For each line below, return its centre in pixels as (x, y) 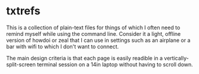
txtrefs (23, 11)
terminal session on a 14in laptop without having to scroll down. (115, 64)
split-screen (21, 64)
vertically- (177, 58)
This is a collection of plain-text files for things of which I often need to (93, 27)
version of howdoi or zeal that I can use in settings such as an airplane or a (98, 40)
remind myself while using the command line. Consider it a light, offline (94, 33)
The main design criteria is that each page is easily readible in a (85, 58)
